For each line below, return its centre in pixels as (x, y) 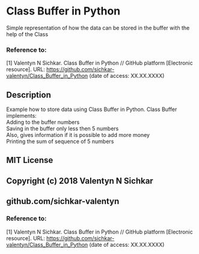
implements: (22, 116)
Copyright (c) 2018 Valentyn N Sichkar (80, 181)
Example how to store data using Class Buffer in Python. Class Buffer (92, 109)
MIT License (30, 160)
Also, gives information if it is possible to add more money (78, 135)
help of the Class (27, 34)
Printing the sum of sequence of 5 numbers (60, 141)
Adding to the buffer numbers (43, 122)
